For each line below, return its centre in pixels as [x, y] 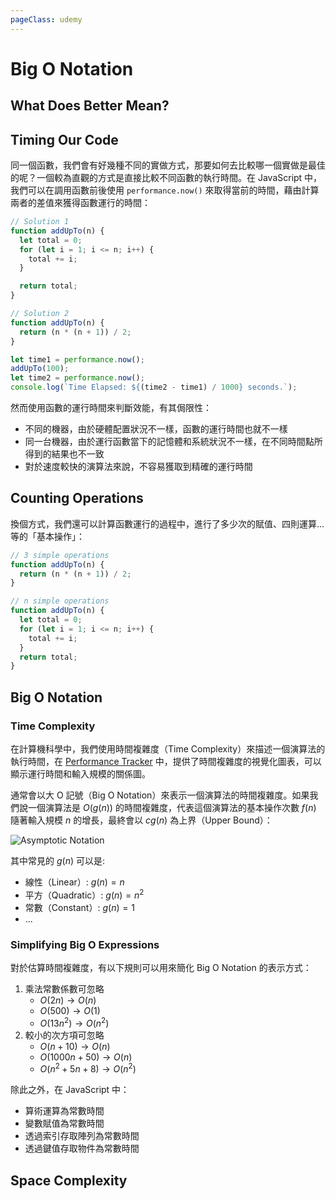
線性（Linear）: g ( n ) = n [74, 882]
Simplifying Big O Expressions [85, 944]
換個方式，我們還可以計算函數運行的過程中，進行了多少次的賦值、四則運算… [167, 523]
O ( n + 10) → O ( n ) [75, 1046]
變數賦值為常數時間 [64, 1123]
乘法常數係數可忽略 [64, 988]
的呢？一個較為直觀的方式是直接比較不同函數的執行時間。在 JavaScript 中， [166, 178]
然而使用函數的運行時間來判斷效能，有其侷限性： [111, 408]
